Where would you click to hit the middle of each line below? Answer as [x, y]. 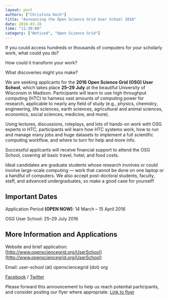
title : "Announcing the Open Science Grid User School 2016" [71, 19]
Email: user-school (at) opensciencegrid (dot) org [57, 267]
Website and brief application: [36, 247]
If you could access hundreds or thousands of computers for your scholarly [84, 48]
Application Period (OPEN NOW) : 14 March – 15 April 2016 [65, 209]
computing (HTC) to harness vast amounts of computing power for [75, 98]
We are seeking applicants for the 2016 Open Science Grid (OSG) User [79, 82]
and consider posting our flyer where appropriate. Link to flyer [70, 292]
